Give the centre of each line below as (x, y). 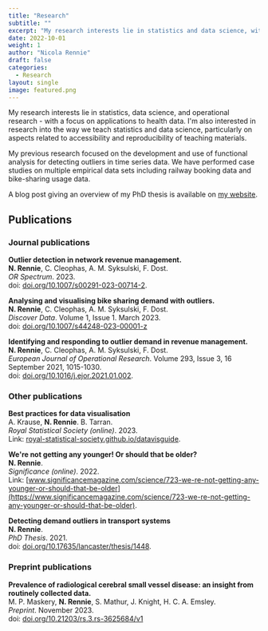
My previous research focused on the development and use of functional (128, 153)
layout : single (33, 82)
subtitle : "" (30, 23)
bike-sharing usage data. (49, 179)
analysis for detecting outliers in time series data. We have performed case (132, 162)
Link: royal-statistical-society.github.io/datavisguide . (95, 439)
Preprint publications (50, 567)
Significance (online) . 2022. (54, 471)
